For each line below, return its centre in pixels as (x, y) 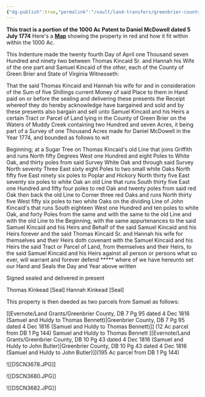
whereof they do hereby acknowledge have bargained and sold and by (95, 105)
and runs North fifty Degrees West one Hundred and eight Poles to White (98, 156)
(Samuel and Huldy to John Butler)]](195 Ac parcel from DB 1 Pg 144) (93, 352)
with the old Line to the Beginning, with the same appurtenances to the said (101, 220)
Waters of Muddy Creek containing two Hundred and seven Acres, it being (100, 124)
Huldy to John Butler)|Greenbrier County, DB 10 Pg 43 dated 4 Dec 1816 (97, 346)
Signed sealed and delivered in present (56, 278)
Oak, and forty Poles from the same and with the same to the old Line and (99, 214)
